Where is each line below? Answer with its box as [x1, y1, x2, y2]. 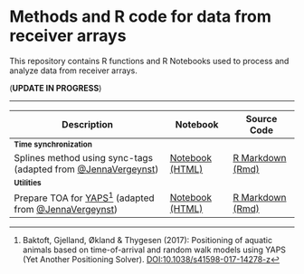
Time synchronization [14, 138, 93, 149]
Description [62, 118, 114, 130]
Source [245, 112, 278, 125]
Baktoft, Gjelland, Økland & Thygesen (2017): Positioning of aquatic [22, 235, 273, 246]
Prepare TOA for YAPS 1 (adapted [14, 190, 156, 204]
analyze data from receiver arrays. [9, 65, 138, 76]
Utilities [14, 177, 43, 187]
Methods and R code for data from [9, 6, 271, 27]
